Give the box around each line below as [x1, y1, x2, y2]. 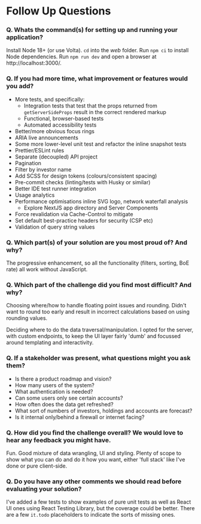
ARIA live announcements [14, 134, 79, 141]
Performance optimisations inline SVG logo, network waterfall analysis [14, 197, 188, 205]
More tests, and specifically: [14, 95, 85, 103]
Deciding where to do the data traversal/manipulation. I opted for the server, [6, 326, 194, 334]
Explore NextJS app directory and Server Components [23, 204, 159, 211]
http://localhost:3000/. [6, 59, 62, 67]
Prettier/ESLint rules [14, 146, 65, 154]
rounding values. [6, 315, 48, 322]
